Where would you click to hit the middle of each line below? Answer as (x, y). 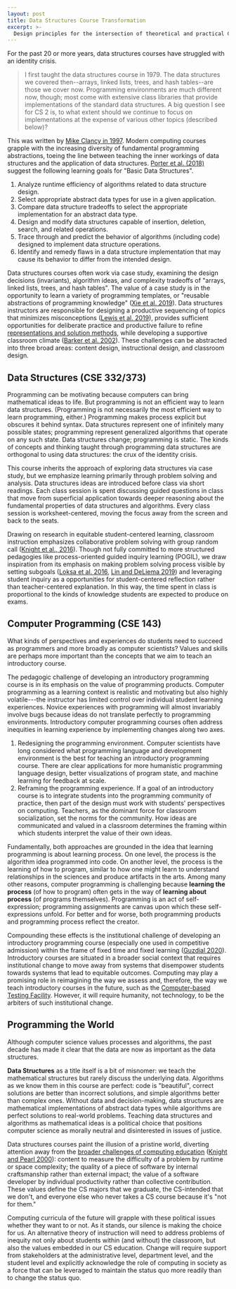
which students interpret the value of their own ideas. (95, 833)
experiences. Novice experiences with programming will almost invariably (114, 707)
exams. (18, 602)
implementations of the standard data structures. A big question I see (125, 105)
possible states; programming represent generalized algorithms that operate (118, 432)
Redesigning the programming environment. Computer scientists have (119, 743)
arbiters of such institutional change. (60, 1003)
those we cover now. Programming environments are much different (123, 90)
